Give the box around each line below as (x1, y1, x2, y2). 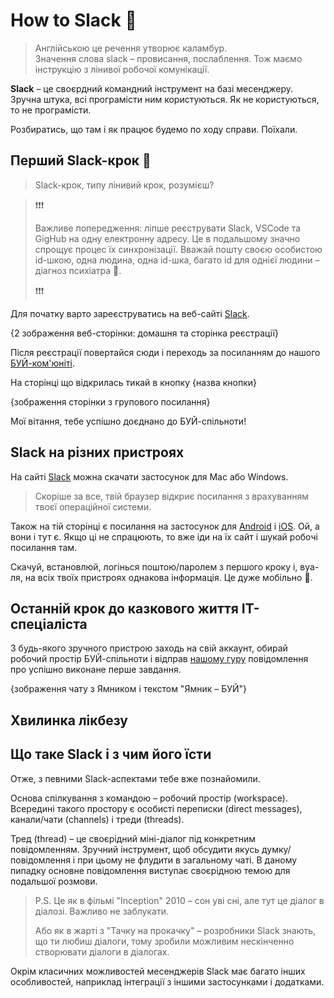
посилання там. (10, 541, 78, 553)
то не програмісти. (10, 104, 92, 116)
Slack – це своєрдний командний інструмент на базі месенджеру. (10, 82, 293, 94)
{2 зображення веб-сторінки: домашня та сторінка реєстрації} (10, 327, 280, 339)
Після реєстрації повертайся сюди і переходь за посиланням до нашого (10, 346, 321, 358)
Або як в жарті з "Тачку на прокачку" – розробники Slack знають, (34, 924, 317, 936)
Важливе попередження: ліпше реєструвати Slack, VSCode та (34, 222, 302, 234)
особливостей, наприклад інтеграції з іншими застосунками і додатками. (10, 975, 325, 988)
